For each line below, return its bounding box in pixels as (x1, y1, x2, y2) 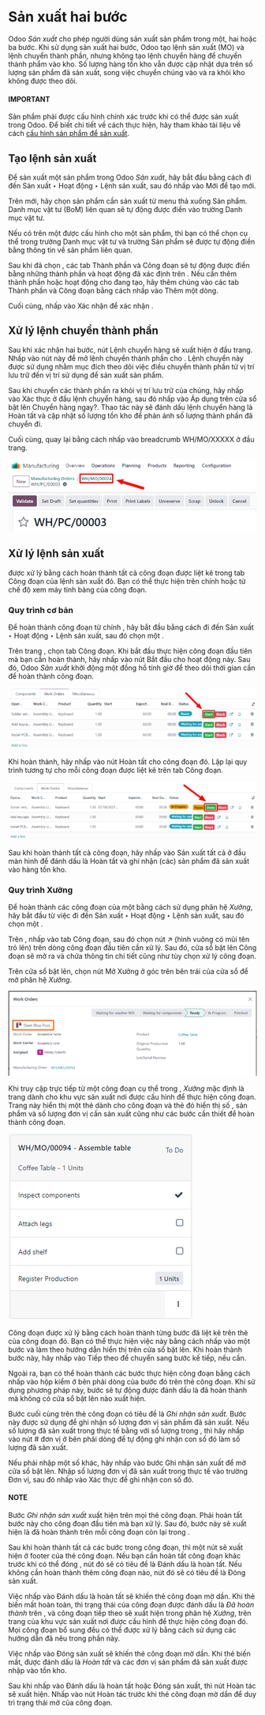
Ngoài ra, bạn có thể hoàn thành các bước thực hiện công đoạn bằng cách (8, 1369, 251, 1378)
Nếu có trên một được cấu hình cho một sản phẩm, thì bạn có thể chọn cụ (8, 228, 248, 237)
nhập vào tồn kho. (8, 1665, 67, 1675)
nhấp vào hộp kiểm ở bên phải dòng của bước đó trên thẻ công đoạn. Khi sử (8, 1376, 256, 1386)
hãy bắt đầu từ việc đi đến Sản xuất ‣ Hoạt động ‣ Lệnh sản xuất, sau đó (8, 911, 244, 921)
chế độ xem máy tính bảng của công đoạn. (8, 585, 147, 594)
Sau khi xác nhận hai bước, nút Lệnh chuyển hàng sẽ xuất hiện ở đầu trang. (8, 345, 253, 354)
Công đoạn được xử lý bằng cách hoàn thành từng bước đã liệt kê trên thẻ (8, 1327, 248, 1337)
